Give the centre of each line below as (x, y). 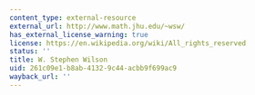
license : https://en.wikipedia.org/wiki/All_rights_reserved (128, 43)
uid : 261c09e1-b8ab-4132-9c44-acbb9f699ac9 (93, 69)
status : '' (30, 52)
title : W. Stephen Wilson (58, 60)
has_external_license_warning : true (79, 34)
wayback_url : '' (40, 77)
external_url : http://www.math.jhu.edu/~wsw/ (97, 26)
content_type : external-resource (73, 18)
